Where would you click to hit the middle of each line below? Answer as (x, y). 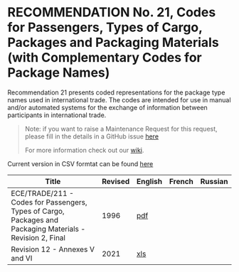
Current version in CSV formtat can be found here (80, 163)
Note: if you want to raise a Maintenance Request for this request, (121, 129)
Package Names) (59, 73)
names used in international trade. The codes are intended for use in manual (119, 99)
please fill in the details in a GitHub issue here (91, 136)
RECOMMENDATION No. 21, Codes (112, 12)
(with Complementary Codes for (105, 58)
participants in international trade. (57, 115)
